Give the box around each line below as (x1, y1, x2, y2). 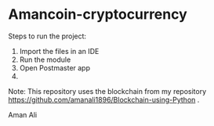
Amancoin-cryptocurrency (8, 5, 188, 23)
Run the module (19, 55, 71, 64)
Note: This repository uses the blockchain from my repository (8, 86, 207, 95)
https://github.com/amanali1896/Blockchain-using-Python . (8, 95, 200, 104)
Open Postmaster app (19, 63, 91, 72)
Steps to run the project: (8, 31, 87, 41)
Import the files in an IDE (19, 46, 100, 56)
